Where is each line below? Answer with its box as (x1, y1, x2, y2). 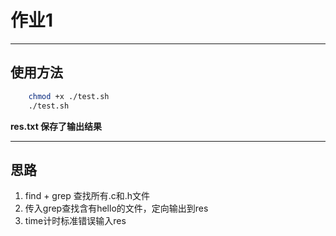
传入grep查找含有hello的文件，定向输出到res (24, 202, 209, 215)
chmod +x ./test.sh (28, 91, 110, 101)
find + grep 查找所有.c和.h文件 (24, 190, 150, 202)
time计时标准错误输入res (24, 215, 127, 227)
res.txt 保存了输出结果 (10, 120, 103, 132)
